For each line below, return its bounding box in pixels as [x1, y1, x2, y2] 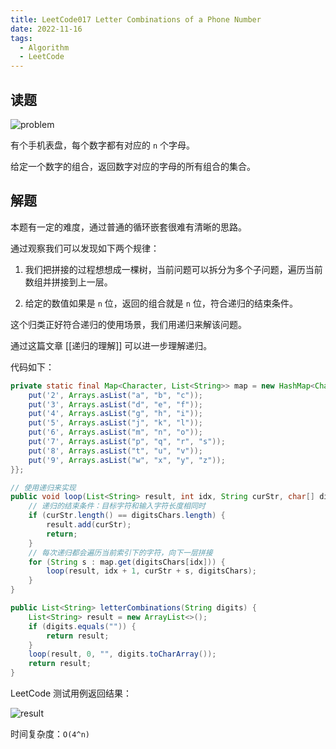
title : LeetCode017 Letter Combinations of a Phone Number [10, 14, 262, 25]
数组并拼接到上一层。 [24, 276, 113, 288]
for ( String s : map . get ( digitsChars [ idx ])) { [28, 557, 226, 567]
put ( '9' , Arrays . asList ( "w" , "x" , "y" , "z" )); [28, 455, 226, 465]
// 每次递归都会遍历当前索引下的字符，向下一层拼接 [28, 547, 213, 558]
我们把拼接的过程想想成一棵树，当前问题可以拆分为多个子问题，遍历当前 [24, 263, 323, 275]
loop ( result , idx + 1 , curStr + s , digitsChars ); [46, 566, 257, 576]
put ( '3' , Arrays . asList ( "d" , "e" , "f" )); [28, 399, 203, 410]
